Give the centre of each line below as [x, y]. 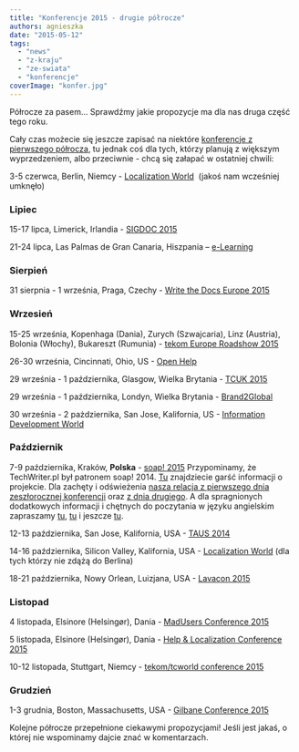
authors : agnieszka [46, 26]
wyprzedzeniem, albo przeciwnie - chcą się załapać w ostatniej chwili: [142, 158]
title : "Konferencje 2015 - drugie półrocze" [97, 18]
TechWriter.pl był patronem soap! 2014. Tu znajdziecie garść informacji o [146, 477]
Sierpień [29, 270]
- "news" [34, 52]
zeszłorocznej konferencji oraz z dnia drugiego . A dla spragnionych [136, 496]
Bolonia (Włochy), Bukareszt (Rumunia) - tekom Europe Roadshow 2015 [144, 344]
